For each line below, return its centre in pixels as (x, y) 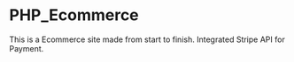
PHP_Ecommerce (74, 15)
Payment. (27, 48)
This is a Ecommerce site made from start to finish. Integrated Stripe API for (147, 39)
